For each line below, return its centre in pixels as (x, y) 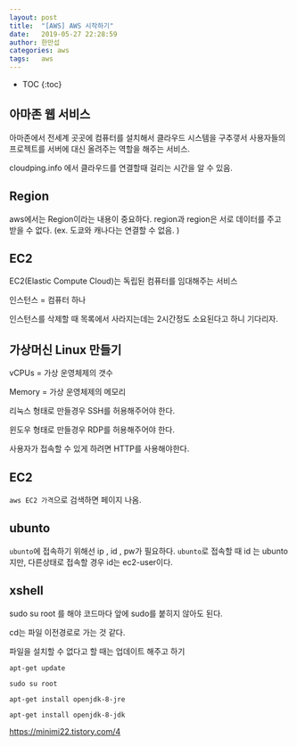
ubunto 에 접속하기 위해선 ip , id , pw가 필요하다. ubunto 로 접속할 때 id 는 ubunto (148, 551)
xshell (26, 590)
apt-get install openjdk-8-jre (67, 699)
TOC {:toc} (42, 84)
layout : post (33, 17)
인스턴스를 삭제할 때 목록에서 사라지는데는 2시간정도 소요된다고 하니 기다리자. (144, 319)
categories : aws (39, 51)
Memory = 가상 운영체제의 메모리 (68, 392)
